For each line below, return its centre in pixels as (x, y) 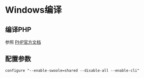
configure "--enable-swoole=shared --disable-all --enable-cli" (72, 70)
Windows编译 (33, 10)
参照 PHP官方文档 (23, 42)
